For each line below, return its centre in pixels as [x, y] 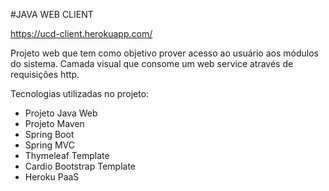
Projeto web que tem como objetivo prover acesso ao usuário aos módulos [164, 53]
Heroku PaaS [52, 177]
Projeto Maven [54, 123]
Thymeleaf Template [67, 155]
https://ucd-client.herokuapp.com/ [81, 33]
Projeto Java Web [61, 113]
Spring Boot [49, 134]
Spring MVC [50, 145]
